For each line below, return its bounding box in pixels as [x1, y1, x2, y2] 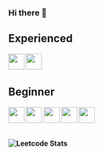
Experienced [8, 32, 73, 46]
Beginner [8, 85, 55, 99]
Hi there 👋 [8, 7, 48, 18]
